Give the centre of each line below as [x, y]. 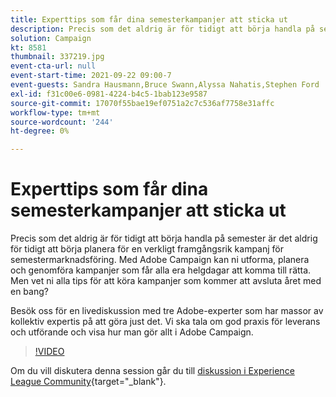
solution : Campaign [51, 38]
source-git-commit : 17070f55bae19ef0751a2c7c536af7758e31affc [142, 103]
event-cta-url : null [53, 66]
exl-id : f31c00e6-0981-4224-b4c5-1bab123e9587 [109, 94]
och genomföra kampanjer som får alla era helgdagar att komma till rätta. [161, 270]
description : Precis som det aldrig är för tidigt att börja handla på [162, 29]
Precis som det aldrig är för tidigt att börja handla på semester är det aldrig [164, 238]
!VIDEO [49, 352]
